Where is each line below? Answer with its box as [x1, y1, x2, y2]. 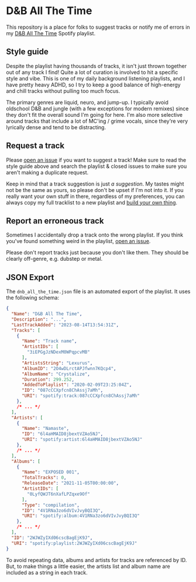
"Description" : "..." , [11, 316, 67, 322]
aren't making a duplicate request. [6, 169, 89, 176]
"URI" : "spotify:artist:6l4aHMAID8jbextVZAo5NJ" [21, 436, 143, 443]
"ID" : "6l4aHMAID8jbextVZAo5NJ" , [21, 431, 104, 437]
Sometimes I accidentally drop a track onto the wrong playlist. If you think [6, 231, 183, 238]
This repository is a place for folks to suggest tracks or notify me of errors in [6, 23, 190, 31]
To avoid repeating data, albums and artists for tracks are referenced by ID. [6, 556, 187, 563]
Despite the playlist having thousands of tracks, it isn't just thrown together [6, 62, 187, 69]
